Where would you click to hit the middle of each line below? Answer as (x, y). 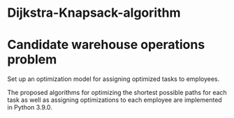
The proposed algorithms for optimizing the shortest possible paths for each (117, 93)
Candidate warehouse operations (106, 45)
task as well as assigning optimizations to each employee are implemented (115, 100)
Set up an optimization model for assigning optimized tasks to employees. (114, 79)
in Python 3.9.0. (30, 108)
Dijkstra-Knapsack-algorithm (94, 13)
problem (32, 60)
